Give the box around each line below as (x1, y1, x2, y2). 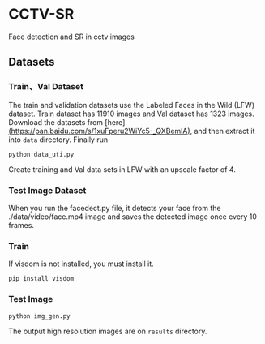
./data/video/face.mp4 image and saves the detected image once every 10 (8, 212, 258, 221)
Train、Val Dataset (8, 81, 83, 92)
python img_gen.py (8, 312, 71, 320)
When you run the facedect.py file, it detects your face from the (8, 203, 221, 213)
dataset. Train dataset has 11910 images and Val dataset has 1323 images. (8, 109, 255, 118)
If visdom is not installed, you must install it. (8, 259, 154, 269)
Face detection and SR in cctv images (8, 32, 135, 41)
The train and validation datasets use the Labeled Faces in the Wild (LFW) (8, 100, 255, 110)
